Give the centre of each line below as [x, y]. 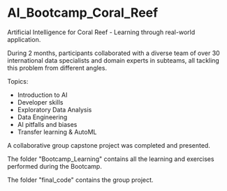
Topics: [18, 81]
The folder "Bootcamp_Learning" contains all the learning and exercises [111, 159]
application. [24, 39]
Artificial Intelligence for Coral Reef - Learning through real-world [101, 32]
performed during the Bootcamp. [55, 166]
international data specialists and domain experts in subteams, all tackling [113, 60]
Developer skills [40, 102]
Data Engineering [42, 117]
